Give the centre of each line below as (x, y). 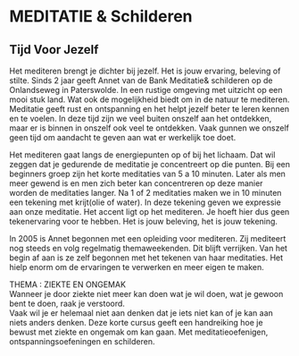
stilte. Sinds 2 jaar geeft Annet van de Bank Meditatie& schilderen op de (141, 81)
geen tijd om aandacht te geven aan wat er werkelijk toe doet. (123, 137)
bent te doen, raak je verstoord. (67, 303)
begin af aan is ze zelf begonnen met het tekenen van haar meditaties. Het (146, 258)
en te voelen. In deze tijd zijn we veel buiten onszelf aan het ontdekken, (141, 119)
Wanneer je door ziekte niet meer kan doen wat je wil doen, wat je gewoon (146, 294)
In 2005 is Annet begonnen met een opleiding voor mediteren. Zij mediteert (148, 238)
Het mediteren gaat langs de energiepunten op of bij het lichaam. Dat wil (142, 155)
